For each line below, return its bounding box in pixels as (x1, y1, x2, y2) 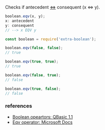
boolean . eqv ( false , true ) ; (5, 72, 61, 77)
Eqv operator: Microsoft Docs (12, 119, 73, 125)
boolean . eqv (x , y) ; (5, 14, 46, 19)
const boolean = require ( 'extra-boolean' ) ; (5, 37, 97, 42)
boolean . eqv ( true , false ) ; (5, 86, 61, 91)
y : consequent (5, 23, 35, 28)
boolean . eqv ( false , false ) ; (5, 46, 63, 51)
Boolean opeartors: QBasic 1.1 (12, 114, 73, 120)
